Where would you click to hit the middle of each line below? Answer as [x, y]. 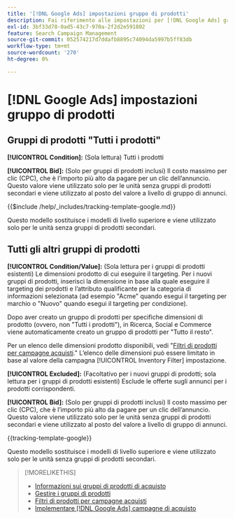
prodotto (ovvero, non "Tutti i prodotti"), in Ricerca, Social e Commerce [109, 324]
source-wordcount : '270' [43, 53]
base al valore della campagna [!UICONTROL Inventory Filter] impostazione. [117, 360]
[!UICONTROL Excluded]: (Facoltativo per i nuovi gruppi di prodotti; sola [112, 374]
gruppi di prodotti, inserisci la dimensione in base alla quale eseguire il [108, 281]
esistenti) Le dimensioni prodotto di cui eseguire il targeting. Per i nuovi [109, 274]
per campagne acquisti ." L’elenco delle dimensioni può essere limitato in [111, 353]
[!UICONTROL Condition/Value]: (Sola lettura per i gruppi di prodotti [106, 266]
